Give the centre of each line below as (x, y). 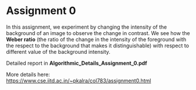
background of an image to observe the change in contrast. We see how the (98, 33)
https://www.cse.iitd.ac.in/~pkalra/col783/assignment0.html (79, 81)
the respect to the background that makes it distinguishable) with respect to (98, 46)
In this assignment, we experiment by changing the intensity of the (87, 27)
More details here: (28, 74)
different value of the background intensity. (58, 51)
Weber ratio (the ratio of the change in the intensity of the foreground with (96, 39)
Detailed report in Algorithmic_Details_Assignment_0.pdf (77, 63)
